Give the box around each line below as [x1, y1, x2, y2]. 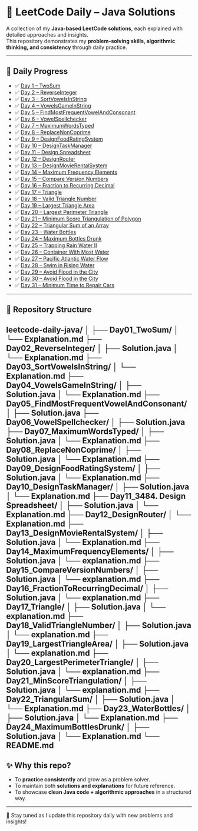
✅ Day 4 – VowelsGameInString [14, 102, 91, 109]
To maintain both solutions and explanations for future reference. [14, 783, 176, 790]
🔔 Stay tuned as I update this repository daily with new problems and [6, 812, 173, 819]
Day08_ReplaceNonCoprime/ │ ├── [6, 444, 141, 455]
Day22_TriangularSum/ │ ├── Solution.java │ [6, 694, 176, 704]
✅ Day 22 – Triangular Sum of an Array [14, 222, 109, 229]
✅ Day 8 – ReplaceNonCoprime [14, 128, 91, 135]
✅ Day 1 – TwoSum [14, 82, 61, 89]
